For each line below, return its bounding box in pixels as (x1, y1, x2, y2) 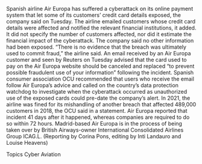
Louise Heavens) (6, 139, 48, 146)
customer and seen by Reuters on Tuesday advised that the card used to (6, 56, 187, 63)
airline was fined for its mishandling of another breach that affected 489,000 (6, 101, 197, 108)
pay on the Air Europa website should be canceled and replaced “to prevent (6, 62, 195, 70)
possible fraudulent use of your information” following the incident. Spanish (6, 69, 194, 76)
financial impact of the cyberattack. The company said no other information (6, 37, 194, 44)
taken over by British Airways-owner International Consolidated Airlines (6, 126, 184, 133)
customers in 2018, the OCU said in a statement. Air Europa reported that (6, 108, 188, 114)
